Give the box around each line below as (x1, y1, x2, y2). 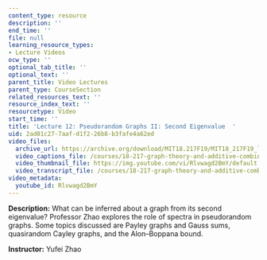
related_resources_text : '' (8, 93, 102, 101)
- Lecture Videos (8, 49, 66, 56)
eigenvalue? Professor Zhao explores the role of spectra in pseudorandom (8, 211, 252, 221)
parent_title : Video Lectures (8, 78, 109, 86)
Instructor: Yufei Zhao (8, 244, 82, 254)
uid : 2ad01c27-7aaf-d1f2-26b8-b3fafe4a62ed (8, 130, 155, 138)
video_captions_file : (15, 152, 87, 160)
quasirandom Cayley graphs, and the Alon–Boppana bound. (8, 228, 204, 239)
